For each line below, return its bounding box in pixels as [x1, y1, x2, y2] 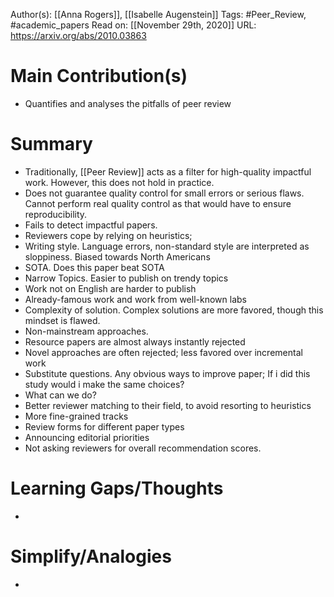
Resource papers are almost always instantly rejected [24, 335, 246, 348]
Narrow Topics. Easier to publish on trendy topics [24, 272, 229, 284]
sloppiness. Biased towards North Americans [24, 250, 211, 263]
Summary [10, 133, 93, 156]
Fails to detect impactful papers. [24, 219, 158, 231]
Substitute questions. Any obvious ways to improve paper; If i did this [24, 367, 311, 379]
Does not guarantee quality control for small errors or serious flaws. [24, 187, 305, 199]
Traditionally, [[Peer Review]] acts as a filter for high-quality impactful [24, 165, 312, 178]
